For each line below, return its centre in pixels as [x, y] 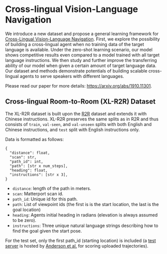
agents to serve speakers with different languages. [72, 76]
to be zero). [24, 220]
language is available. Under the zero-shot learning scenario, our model [79, 49]
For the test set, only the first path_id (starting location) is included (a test [81, 240]
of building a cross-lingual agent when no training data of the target [75, 44]
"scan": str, [23, 157]
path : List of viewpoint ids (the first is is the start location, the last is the [85, 204]
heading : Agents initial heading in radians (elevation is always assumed [85, 215]
